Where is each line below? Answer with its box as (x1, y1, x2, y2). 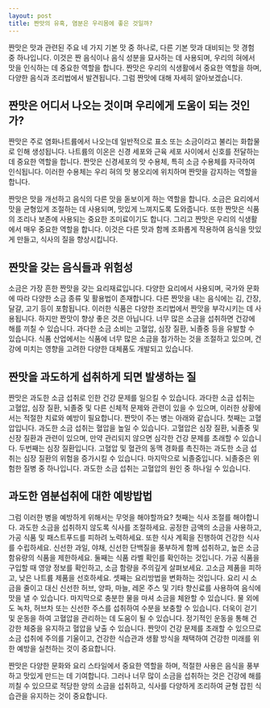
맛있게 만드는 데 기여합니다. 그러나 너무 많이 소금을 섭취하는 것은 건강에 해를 (23, 671, 262, 681)
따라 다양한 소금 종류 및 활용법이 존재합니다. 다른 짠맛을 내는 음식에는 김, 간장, (16, 294, 262, 304)
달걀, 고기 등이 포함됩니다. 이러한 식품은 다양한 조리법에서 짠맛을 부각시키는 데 (8, 304, 254, 313)
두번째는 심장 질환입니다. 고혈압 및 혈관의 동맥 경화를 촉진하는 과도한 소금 (19, 443, 249, 453)
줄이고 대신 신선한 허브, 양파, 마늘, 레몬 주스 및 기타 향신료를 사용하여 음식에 (23, 583, 262, 593)
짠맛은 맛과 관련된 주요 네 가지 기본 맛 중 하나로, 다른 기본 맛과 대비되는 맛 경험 (8, 42, 255, 52)
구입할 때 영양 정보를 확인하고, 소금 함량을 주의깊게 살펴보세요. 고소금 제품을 (8, 563, 247, 572)
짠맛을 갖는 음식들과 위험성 (8, 260, 133, 274)
